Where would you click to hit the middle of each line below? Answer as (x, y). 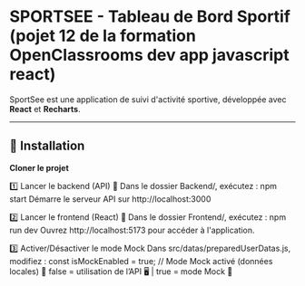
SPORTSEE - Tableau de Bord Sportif (150, 17)
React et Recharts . (45, 109)
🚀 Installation (47, 146)
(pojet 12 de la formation (103, 36)
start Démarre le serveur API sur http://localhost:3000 (110, 199)
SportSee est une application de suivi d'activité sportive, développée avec (148, 99)
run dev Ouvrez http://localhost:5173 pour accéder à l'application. (133, 230)
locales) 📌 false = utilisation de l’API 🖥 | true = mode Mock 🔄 (121, 271)
